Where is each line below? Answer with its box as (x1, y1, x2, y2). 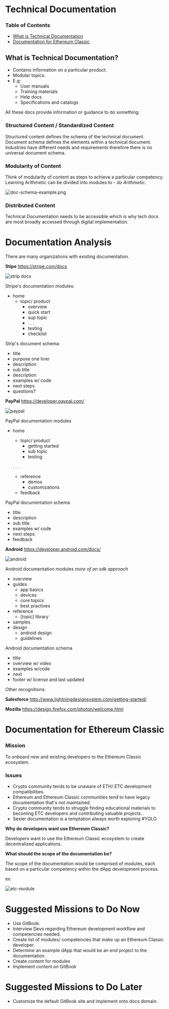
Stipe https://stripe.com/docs (5, 263, 67, 270)
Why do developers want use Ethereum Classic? (5, 825, 110, 832)
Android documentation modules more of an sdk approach (5, 566, 128, 572)
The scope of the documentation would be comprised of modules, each (5, 860, 156, 867)
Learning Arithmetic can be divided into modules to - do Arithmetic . (5, 179, 146, 185)
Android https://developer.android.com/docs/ (5, 546, 101, 552)
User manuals (20, 83, 50, 90)
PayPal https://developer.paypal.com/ (5, 398, 85, 404)
